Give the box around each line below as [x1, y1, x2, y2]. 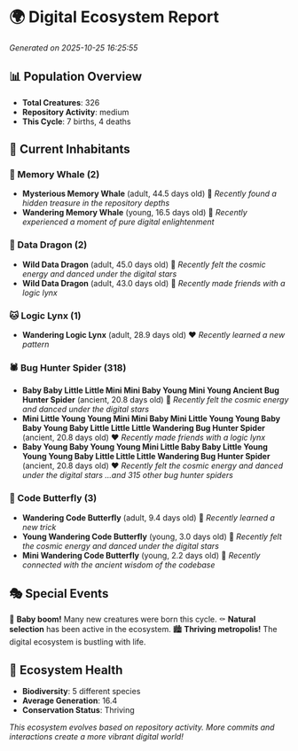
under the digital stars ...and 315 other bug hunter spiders [21, 470, 233, 481]
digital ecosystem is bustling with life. [9, 637, 146, 647]
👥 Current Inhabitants [9, 142, 130, 157]
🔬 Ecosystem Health [9, 662, 123, 677]
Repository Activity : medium [21, 106, 129, 117]
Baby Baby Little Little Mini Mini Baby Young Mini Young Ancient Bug [21, 385, 279, 395]
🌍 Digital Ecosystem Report [9, 7, 220, 27]
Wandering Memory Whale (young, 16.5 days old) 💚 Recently [21, 207, 248, 218]
